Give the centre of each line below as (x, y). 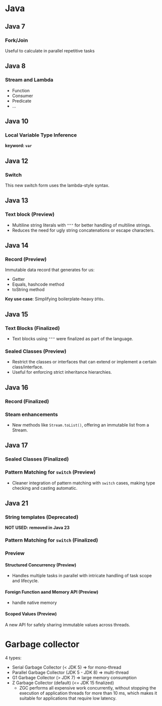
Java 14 (17, 246)
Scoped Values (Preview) (31, 614)
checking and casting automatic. (45, 488)
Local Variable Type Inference (41, 135)
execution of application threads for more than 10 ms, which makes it (88, 693)
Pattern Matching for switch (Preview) (50, 472)
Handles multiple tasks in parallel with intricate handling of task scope (82, 576)
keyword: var (19, 146)
